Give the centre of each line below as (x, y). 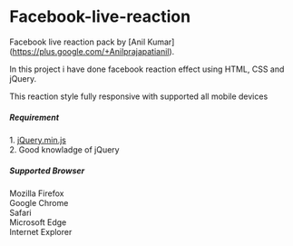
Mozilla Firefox (37, 193)
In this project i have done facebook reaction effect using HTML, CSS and (147, 69)
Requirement (34, 117)
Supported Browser (47, 171)
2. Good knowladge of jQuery (64, 149)
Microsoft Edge (38, 222)
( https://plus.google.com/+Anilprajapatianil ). (92, 51)
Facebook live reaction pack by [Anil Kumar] (92, 42)
